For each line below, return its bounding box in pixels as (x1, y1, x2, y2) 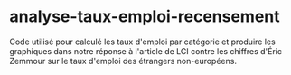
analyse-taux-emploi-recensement (9, 6, 280, 27)
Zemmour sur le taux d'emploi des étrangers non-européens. (9, 55, 238, 66)
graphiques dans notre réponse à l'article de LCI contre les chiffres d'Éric (9, 45, 283, 56)
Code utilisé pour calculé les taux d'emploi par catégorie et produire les (9, 36, 276, 47)
